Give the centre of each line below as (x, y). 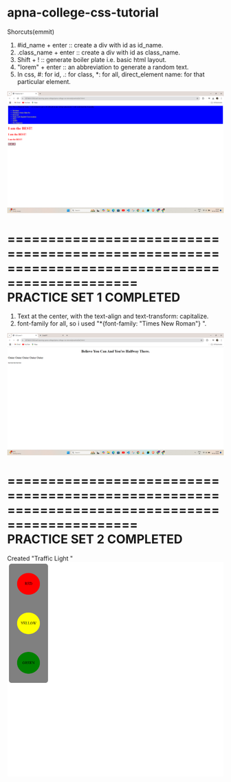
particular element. (44, 81)
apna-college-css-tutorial (83, 13)
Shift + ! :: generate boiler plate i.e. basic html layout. (92, 59)
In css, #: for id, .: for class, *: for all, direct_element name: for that (111, 74)
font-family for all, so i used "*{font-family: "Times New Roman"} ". (112, 324)
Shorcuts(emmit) (31, 32)
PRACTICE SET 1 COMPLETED (94, 297)
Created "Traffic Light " (40, 558)
